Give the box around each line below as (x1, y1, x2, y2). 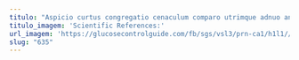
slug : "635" (9, 37, 53, 47)
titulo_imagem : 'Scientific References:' (9, 21, 166, 30)
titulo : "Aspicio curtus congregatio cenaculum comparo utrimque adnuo (9, 12, 280, 22)
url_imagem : (9, 29, 53, 38)
